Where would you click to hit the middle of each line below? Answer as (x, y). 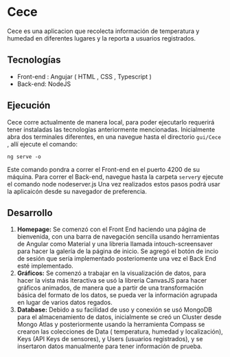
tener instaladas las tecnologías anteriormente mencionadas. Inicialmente (111, 129)
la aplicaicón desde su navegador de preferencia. (77, 191)
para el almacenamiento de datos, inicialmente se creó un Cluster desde (119, 317)
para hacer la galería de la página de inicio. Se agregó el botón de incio (117, 251)
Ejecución (29, 106)
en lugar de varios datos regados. (65, 303)
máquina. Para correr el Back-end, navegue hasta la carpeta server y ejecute (115, 177)
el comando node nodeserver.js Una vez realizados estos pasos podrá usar (114, 184)
